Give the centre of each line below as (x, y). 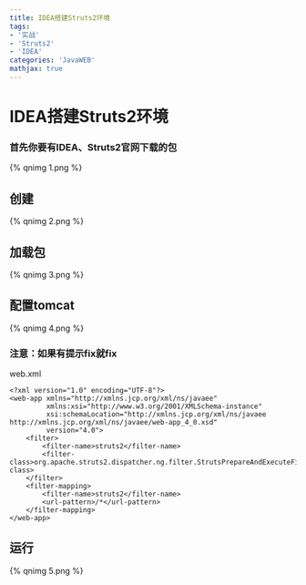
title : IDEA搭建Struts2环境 (60, 18)
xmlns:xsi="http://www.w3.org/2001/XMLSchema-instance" (154, 406)
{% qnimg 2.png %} (47, 221)
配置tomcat (42, 306)
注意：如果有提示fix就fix (63, 354)
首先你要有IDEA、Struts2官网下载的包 (93, 147)
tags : (20, 26)
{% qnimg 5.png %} (46, 570)
